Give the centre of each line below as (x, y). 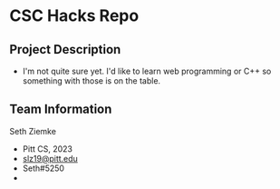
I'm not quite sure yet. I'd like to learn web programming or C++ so (147, 71)
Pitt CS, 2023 (47, 149)
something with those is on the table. (92, 81)
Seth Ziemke (33, 131)
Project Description (65, 50)
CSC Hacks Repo (74, 16)
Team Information (61, 109)
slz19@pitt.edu (50, 158)
